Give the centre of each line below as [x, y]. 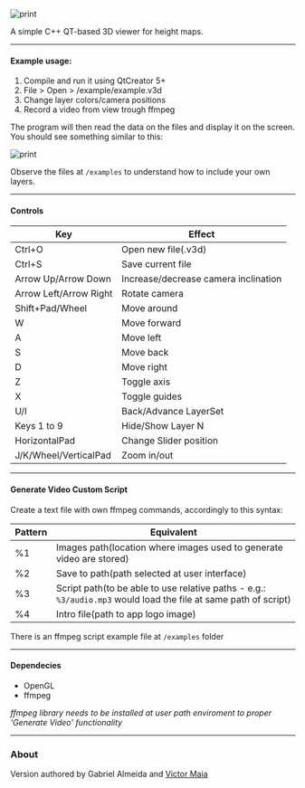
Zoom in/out [148, 455]
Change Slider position [170, 441]
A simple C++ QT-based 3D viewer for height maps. [107, 31]
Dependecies [36, 666]
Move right [145, 367]
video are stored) [92, 558]
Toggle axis [146, 382]
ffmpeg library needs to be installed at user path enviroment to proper [141, 712]
